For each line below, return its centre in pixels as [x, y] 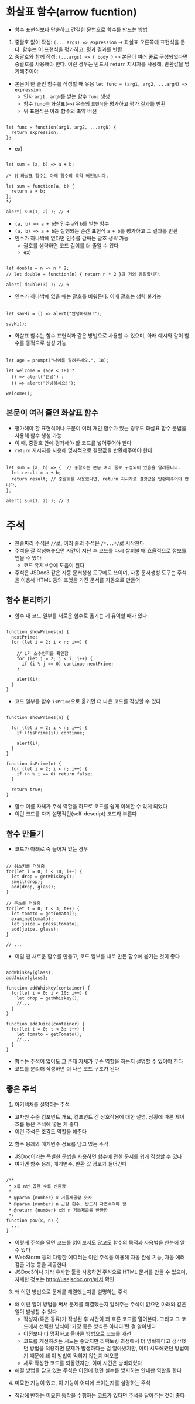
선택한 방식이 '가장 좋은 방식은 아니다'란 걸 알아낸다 [97, 1326]
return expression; [35, 132]
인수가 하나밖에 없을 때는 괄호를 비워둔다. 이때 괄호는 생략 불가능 [88, 296]
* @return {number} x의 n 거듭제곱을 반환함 [58, 1211]
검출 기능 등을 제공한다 [40, 1265]
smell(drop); [27, 882]
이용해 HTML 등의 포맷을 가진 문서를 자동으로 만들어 [81, 580]
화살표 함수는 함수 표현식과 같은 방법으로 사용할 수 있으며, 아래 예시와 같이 [99, 335]
